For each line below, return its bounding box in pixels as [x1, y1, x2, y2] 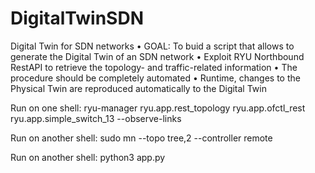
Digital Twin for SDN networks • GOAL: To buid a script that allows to [10, 40, 295, 52]
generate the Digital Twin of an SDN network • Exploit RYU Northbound [10, 50, 305, 62]
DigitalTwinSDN [10, 7, 144, 30]
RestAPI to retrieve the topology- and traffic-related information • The [10, 61, 298, 73]
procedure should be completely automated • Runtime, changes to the [10, 72, 301, 84]
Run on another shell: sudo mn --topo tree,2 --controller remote [10, 132, 273, 144]
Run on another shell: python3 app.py [10, 151, 166, 163]
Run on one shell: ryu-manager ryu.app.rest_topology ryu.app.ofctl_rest [10, 102, 306, 114]
